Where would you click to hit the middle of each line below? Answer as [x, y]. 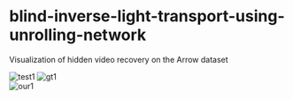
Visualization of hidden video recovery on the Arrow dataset [119, 59]
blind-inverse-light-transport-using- [147, 16]
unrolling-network [78, 35]
